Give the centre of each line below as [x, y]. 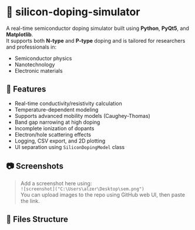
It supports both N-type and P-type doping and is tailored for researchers [96, 40]
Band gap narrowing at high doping [57, 122]
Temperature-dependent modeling [56, 109]
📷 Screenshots [35, 166]
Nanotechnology [35, 65]
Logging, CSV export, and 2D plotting [60, 141]
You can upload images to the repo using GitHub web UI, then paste [102, 195]
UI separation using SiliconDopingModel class [70, 147]
